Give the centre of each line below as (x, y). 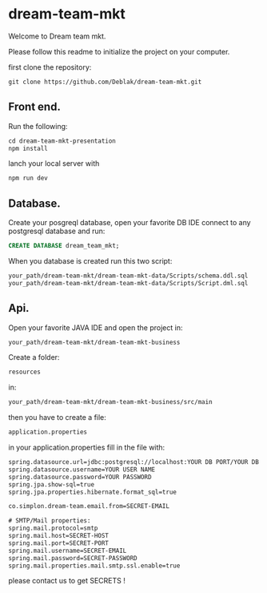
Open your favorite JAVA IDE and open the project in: (96, 327)
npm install (28, 148)
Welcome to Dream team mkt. (57, 36)
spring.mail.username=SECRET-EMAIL (68, 551)
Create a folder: (34, 357)
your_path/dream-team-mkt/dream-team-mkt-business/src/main (111, 402)
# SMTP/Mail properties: (50, 521)
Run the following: (38, 126)
